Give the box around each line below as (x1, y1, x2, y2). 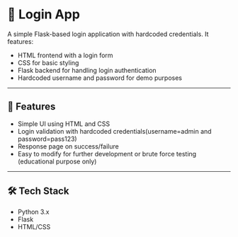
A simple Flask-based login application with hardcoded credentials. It (7, 30, 209, 38)
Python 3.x (17, 207, 50, 216)
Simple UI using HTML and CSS (17, 120, 110, 128)
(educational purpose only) (17, 157, 97, 166)
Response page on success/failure (17, 141, 119, 151)
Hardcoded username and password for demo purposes (17, 74, 183, 82)
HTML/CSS (17, 222, 51, 231)
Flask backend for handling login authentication (17, 66, 157, 74)
